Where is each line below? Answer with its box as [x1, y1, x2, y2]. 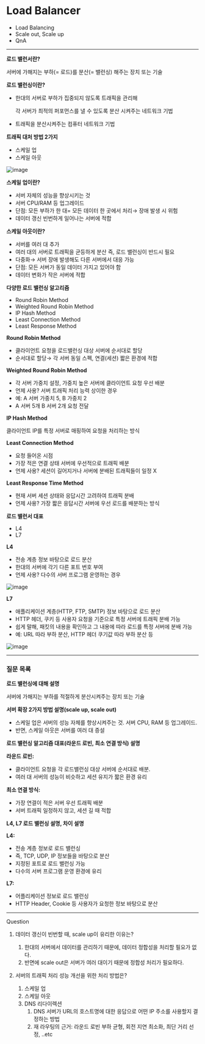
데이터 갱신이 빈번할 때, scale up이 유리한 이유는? [15, 930, 134, 938]
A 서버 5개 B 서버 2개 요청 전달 [15, 402, 89, 410]
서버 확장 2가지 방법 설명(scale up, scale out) [6, 706, 117, 713]
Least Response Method [15, 322, 77, 329]
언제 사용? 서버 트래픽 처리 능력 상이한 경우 [15, 386, 118, 394]
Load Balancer [6, 4, 81, 18]
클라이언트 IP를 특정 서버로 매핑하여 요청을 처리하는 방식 [6, 427, 140, 434]
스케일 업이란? [6, 178, 41, 186]
